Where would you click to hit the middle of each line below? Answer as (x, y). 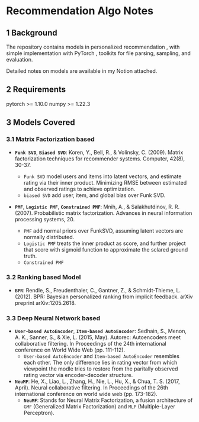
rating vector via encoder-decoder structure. (78, 375)
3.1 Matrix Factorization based (50, 139)
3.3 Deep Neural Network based (53, 318)
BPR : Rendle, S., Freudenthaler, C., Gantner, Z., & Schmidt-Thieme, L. (98, 290)
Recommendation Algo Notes (80, 11)
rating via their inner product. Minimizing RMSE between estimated (105, 182)
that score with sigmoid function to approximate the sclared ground (106, 249)
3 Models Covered (41, 123)
